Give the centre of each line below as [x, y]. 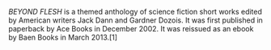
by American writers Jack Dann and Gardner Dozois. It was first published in [135, 20]
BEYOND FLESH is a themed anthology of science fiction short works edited [135, 12]
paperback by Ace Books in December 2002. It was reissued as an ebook [131, 29]
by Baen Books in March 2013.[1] [63, 37]
